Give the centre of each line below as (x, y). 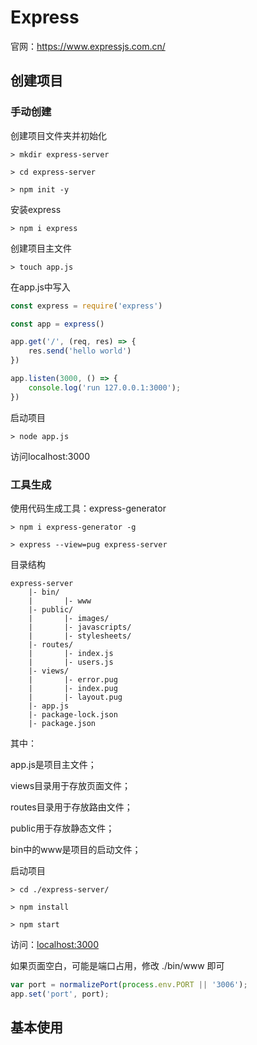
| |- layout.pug (75, 697)
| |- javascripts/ (80, 627)
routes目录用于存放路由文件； (71, 807)
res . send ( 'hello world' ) (80, 351)
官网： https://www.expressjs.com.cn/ (88, 46)
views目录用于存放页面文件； (71, 785)
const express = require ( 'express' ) (86, 306)
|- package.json (62, 723)
